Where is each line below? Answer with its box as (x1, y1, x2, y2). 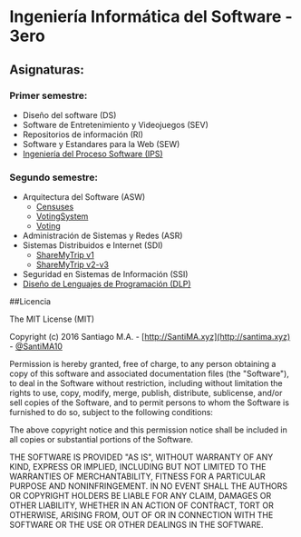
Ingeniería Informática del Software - (9, 6, 293, 27)
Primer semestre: (9, 89, 88, 102)
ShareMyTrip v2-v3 (35, 259, 109, 270)
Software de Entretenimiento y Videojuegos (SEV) (22, 119, 209, 130)
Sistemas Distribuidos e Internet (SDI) (22, 240, 163, 251)
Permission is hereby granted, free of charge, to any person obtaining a (9, 359, 277, 370)
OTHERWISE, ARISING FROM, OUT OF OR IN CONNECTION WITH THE (9, 510, 274, 521)
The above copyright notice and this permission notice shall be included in (9, 424, 287, 435)
